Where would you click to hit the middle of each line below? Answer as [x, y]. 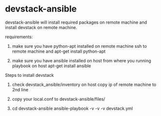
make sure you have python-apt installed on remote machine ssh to [79, 46]
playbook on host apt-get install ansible [51, 66]
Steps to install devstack [30, 75]
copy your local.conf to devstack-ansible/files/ [58, 99]
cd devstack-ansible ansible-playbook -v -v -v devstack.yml [72, 108]
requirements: [19, 37]
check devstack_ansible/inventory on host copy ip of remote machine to [84, 84]
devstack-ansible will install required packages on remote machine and [76, 22]
